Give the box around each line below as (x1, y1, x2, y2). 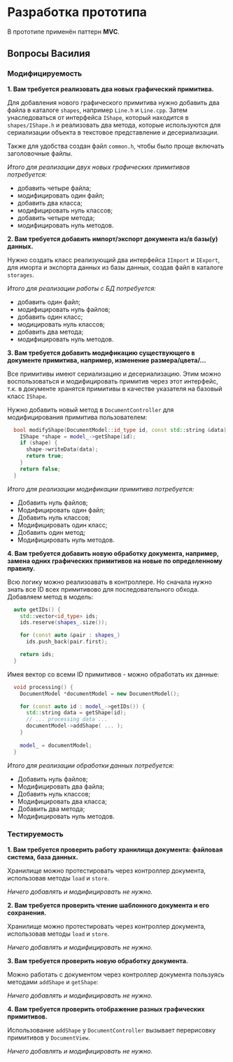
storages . (7, 271, 35, 279)
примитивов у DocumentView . (7, 1033, 91, 1042)
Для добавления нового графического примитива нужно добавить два (7, 98, 220, 107)
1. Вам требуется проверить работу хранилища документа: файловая (7, 845, 223, 854)
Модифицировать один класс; (17, 520, 108, 529)
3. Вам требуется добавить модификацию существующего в (7, 348, 195, 357)
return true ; (25, 453, 64, 460)
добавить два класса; (17, 198, 83, 207)
